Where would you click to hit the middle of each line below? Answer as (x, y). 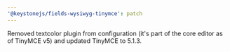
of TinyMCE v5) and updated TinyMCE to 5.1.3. (75, 41)
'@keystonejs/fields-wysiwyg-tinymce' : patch (75, 14)
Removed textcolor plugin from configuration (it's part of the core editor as (115, 33)
